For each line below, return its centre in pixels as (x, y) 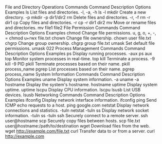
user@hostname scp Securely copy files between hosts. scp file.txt (72, 121)
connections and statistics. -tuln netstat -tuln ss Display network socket (77, 110)
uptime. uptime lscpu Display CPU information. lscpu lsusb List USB (73, 90)
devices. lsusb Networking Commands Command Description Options (75, 95)
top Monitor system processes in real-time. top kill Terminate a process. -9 (80, 59)
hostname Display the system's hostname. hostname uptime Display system (81, 84)
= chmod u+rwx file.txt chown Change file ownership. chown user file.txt (78, 38)
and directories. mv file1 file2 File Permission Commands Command (72, 28)
